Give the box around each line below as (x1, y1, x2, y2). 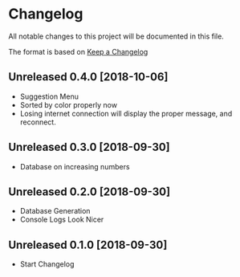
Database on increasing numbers (19, 161, 130, 171)
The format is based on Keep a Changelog (8, 47, 148, 56)
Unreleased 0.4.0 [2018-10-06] (8, 70, 169, 84)
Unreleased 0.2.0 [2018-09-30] (8, 185, 171, 198)
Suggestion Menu (19, 92, 79, 101)
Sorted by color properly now (19, 100, 118, 109)
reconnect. (19, 117, 56, 127)
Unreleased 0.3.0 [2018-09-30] (8, 141, 170, 154)
